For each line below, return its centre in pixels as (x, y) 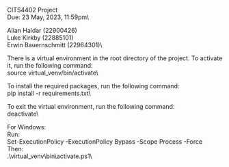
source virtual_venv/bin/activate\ (53, 73)
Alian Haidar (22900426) (42, 30)
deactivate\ (23, 114)
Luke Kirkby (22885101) (40, 38)
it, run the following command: (50, 65)
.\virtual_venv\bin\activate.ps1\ (50, 156)
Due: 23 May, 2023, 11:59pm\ (48, 17)
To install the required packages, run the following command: (93, 86)
